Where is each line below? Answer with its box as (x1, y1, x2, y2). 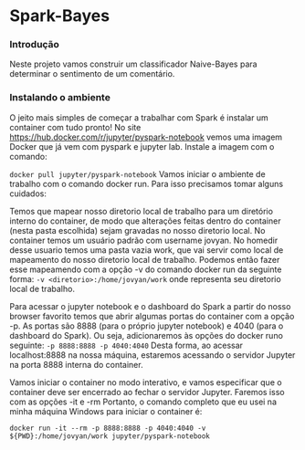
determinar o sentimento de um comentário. (9, 68, 175, 79)
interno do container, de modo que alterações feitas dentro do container (9, 215, 281, 226)
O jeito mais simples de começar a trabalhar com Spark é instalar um (9, 111, 269, 123)
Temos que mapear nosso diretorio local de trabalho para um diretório (9, 205, 274, 216)
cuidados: (9, 188, 47, 199)
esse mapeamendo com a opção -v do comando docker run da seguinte (9, 264, 282, 275)
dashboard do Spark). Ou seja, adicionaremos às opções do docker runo (9, 330, 283, 340)
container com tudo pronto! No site (9, 121, 142, 132)
